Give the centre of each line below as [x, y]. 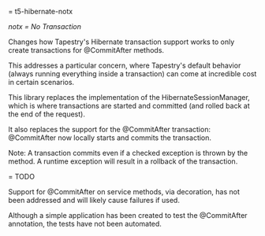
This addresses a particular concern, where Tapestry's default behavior [125, 65]
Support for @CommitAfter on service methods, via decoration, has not [124, 192]
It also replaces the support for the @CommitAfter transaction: [110, 129]
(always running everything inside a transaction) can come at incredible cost [132, 74]
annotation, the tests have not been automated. [85, 224]
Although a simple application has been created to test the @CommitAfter [128, 215]
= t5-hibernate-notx [41, 11]
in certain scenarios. [41, 82]
